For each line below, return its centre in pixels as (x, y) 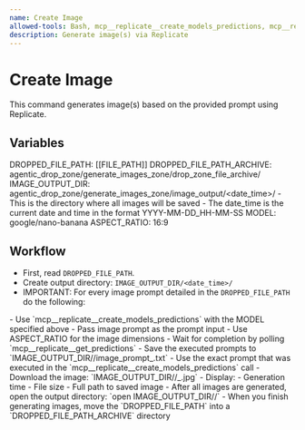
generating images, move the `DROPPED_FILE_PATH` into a (120, 406)
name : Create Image (46, 18)
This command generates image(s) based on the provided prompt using (144, 104)
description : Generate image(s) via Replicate (99, 34)
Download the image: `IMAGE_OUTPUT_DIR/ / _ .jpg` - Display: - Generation (148, 376)
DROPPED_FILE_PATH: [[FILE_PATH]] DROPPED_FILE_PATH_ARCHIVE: (141, 165)
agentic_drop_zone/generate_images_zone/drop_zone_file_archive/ (135, 174)
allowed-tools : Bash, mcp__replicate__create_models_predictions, (138, 26)
